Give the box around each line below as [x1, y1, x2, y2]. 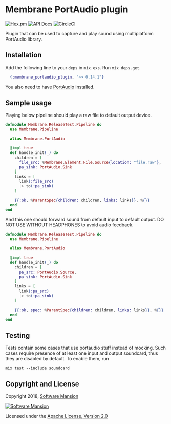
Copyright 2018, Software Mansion [5, 393, 78, 399]
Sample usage [5, 99, 52, 107]
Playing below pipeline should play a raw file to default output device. [5, 112, 152, 119]
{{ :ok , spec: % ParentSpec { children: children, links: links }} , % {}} [14, 307, 164, 313]
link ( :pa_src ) [18, 288, 50, 294]
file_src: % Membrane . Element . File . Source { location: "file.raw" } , [18, 160, 161, 165]
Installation [5, 51, 42, 60]
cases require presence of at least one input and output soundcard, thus [5, 350, 158, 356]
